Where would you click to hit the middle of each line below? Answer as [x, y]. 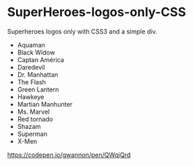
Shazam [29, 126]
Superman [32, 134]
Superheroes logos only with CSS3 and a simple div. [83, 31]
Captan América [41, 59]
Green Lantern [38, 89]
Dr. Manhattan [38, 75]
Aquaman [31, 45]
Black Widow [36, 52]
